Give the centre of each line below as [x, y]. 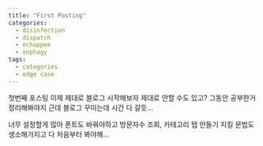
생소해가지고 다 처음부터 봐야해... [59, 134]
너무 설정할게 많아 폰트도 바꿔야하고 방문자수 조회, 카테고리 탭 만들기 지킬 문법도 [131, 124]
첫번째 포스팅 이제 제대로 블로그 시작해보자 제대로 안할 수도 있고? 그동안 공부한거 [132, 97]
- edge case [35, 74]
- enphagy [31, 52]
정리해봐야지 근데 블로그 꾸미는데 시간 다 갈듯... [81, 107]
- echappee [33, 45]
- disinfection [40, 30]
